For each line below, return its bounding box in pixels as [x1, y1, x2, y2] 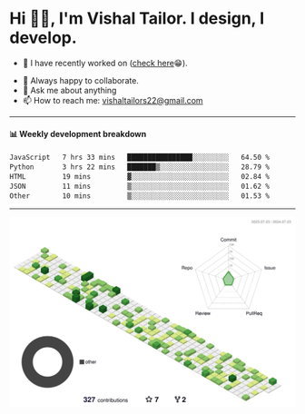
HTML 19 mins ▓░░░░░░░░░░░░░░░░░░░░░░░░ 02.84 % [9, 172, 271, 181]
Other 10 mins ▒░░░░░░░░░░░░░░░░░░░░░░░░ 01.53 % [9, 191, 271, 201]
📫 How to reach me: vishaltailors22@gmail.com [22, 94, 203, 105]
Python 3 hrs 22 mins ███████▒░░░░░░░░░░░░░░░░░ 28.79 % [9, 163, 271, 172]
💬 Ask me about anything [22, 84, 117, 95]
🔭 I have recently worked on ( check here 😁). [22, 57, 188, 68]
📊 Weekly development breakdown [9, 128, 147, 139]
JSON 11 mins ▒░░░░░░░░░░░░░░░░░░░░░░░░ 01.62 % [9, 182, 271, 191]
